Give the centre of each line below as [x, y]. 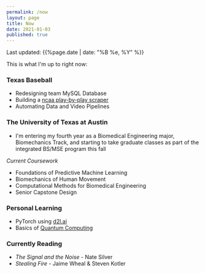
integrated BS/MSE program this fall [60, 148]
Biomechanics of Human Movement [60, 179]
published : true [27, 35]
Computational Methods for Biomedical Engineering [80, 185]
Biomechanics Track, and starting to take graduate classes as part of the [107, 142]
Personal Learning [34, 208]
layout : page [23, 18]
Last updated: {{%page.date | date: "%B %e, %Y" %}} [75, 52]
